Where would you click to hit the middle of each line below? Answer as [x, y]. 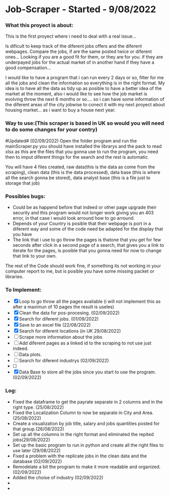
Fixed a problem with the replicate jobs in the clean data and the [80, 456]
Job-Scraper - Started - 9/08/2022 [81, 9]
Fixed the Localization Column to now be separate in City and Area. [83, 413]
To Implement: [23, 290]
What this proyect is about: [39, 25]
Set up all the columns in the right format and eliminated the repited [83, 434]
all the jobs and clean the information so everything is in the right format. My [85, 83]
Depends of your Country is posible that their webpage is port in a [82, 224]
